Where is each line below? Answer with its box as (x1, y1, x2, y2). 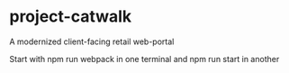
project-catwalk (9, 6, 132, 27)
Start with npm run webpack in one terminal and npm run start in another (9, 53, 280, 64)
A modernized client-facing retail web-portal (9, 36, 175, 47)
